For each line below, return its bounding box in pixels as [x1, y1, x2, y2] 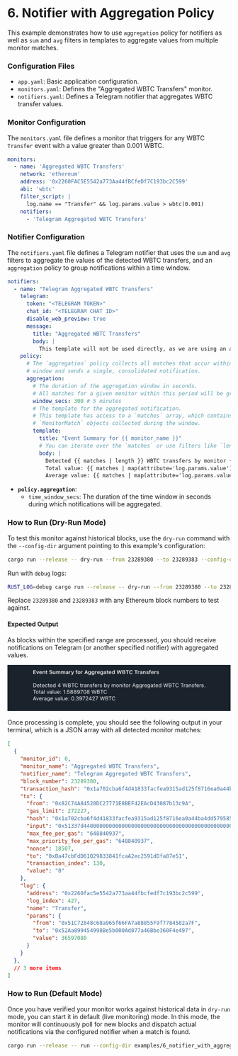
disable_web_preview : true [25, 315, 106, 323]
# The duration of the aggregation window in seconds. [33, 382, 198, 390]
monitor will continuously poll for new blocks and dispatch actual [7, 1020, 197, 1028]
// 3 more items [13, 965, 62, 972]
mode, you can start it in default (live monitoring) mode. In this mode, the [7, 1012, 220, 1021]
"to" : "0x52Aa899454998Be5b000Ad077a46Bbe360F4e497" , [33, 927, 195, 934]
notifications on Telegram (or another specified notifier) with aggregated [7, 643, 219, 652]
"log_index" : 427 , [25, 897, 81, 904]
